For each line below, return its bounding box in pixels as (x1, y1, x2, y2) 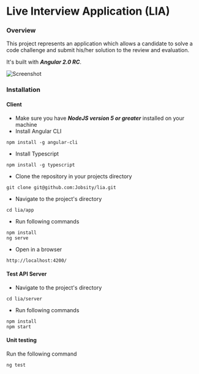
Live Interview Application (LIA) (6, 4, 170, 18)
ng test (6, 362, 26, 368)
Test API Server (6, 271, 47, 278)
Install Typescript (15, 150, 59, 157)
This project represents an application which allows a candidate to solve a (6, 40, 193, 47)
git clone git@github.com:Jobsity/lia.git (6, 184, 116, 190)
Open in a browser (15, 245, 62, 253)
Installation (6, 86, 41, 94)
